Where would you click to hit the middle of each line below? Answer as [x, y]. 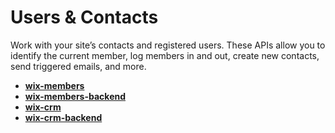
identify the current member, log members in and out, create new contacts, [165, 55]
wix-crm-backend [63, 117]
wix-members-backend [75, 96]
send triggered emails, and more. [78, 66]
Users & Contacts [84, 17]
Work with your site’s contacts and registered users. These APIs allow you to [168, 45]
